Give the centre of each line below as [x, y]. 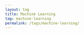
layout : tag [17, 9]
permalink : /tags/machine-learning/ [42, 23]
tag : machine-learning [28, 18]
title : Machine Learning [30, 14]
